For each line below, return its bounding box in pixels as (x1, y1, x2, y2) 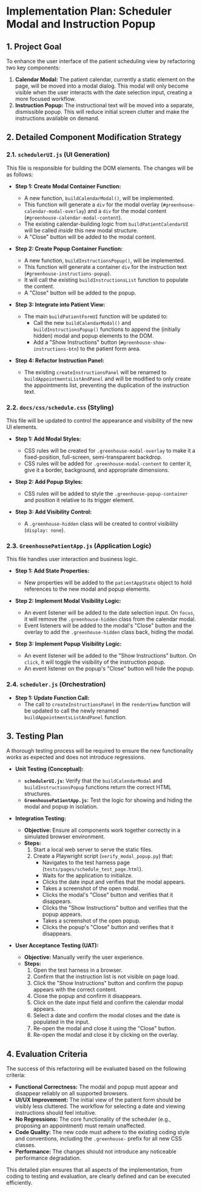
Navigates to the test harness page (42, 859, 130, 866)
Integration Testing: (15, 815, 67, 822)
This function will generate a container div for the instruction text (24, 263, 187, 270)
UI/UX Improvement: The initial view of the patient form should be (15, 1096, 181, 1104)
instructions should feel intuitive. (15, 1109, 97, 1117)
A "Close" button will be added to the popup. (24, 289, 136, 296)
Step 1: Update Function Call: (15, 694, 90, 701)
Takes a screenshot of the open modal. (42, 885, 140, 892)
